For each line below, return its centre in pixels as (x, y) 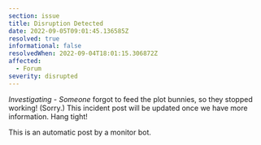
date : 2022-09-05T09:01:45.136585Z (69, 31)
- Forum (29, 69)
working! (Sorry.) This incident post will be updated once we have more (128, 108)
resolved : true (34, 38)
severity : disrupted (43, 76)
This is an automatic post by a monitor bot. (80, 132)
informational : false (45, 46)
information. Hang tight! (48, 116)
